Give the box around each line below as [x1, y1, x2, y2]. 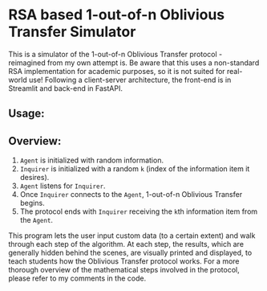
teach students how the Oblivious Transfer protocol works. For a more [8, 256, 240, 266]
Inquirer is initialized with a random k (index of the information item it [19, 164, 250, 174]
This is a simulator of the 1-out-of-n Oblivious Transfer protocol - [8, 49, 223, 59]
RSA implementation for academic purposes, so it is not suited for [8, 66, 226, 76]
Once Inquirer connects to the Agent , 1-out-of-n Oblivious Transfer [19, 190, 243, 199]
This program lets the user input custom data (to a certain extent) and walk [8, 231, 256, 240]
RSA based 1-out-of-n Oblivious [8, 6, 225, 24]
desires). [19, 173, 50, 182]
